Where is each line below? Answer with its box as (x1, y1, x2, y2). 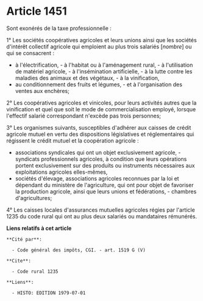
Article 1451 (6, 4, 67, 18)
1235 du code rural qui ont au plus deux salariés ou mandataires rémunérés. (6, 212, 198, 220)
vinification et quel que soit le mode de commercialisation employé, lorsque (6, 105, 196, 113)
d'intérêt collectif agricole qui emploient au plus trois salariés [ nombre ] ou (6, 43, 192, 50)
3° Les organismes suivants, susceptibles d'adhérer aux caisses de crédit (6, 124, 191, 131)
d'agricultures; (15, 194, 52, 201)
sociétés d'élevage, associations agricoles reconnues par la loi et (15, 174, 179, 182)
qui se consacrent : (6, 49, 55, 56)
